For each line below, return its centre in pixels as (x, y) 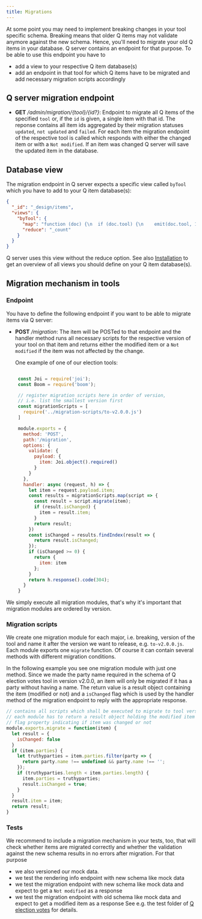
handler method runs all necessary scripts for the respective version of (103, 338)
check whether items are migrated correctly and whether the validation (94, 847)
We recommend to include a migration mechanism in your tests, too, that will (101, 841)
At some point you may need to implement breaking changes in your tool (96, 29)
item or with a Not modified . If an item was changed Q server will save (102, 145)
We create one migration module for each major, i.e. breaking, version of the (101, 637)
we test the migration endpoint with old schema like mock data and (98, 897)
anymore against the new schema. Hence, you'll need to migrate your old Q (100, 42)
